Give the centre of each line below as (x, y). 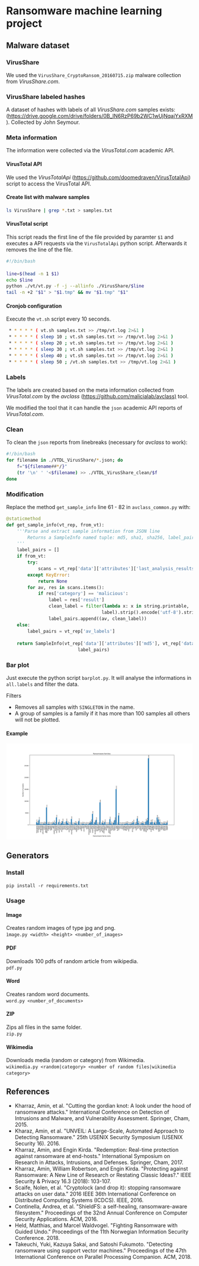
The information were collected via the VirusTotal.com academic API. (90, 151)
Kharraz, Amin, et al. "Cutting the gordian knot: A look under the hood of (103, 1106)
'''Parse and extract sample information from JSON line (89, 531)
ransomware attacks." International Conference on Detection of (92, 1112)
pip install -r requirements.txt (47, 886)
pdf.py (14, 968)
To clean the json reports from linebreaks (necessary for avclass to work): (97, 442)
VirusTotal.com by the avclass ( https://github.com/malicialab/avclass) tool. (97, 396)
